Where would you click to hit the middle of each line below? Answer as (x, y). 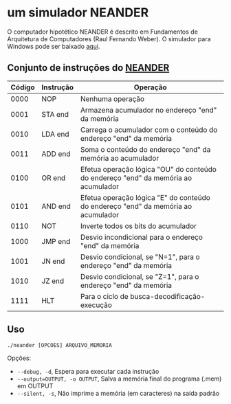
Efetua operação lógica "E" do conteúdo (145, 197)
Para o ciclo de (104, 296)
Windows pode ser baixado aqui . (54, 46)
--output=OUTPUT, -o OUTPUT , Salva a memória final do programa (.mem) (119, 379)
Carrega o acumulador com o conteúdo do (149, 130)
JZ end (53, 281)
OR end (54, 178)
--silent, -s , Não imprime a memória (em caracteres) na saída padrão (118, 393)
